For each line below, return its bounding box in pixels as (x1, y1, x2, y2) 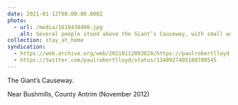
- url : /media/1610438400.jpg (13, 23, 103, 31)
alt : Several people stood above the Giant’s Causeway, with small (20, 30, 223, 38)
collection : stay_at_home (7, 37, 84, 44)
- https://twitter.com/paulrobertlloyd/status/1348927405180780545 (13, 57, 217, 64)
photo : (7, 17, 27, 24)
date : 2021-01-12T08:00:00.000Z (7, 10, 103, 18)
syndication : (7, 43, 46, 50)
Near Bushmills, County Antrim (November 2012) (7, 89, 150, 98)
